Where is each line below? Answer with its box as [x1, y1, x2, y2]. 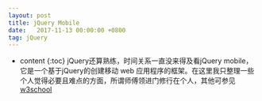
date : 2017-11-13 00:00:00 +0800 [8, 26, 126, 34]
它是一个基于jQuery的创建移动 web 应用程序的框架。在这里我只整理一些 [19, 66, 255, 76]
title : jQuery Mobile [8, 19, 80, 27]
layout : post [8, 11, 52, 20]
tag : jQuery [8, 33, 48, 42]
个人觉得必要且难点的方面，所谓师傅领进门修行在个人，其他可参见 [19, 76, 236, 85]
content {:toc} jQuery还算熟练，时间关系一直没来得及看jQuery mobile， [19, 56, 253, 65]
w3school [19, 84, 52, 95]
